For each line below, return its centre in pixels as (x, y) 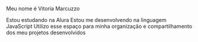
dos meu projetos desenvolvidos (46, 33)
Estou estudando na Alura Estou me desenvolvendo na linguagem (87, 20)
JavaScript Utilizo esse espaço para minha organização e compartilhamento (99, 26)
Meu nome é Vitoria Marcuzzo (43, 9)
